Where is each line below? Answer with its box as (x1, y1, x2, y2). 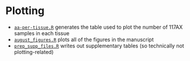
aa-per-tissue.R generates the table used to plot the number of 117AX (13, 23, 183, 30)
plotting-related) (13, 48, 54, 55)
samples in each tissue (13, 29, 70, 36)
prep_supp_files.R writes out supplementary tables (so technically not (13, 42, 184, 49)
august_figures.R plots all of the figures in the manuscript (13, 36, 154, 43)
